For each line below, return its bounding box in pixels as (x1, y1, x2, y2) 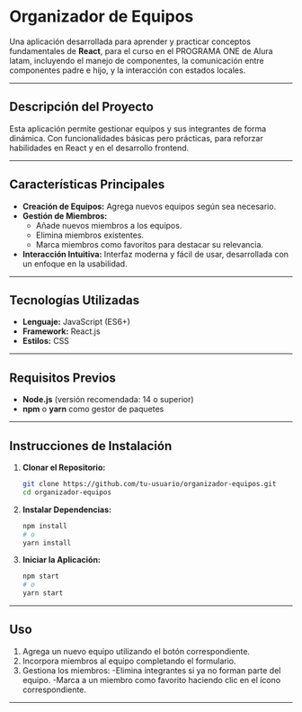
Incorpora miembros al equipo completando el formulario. (22, 655, 236, 666)
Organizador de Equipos (9, 6, 194, 27)
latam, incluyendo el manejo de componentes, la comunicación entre (9, 55, 264, 66)
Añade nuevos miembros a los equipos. (35, 220, 182, 230)
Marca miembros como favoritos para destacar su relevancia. (35, 239, 263, 249)
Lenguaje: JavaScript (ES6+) (22, 317, 130, 328)
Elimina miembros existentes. (35, 230, 145, 240)
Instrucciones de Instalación (9, 438, 173, 454)
